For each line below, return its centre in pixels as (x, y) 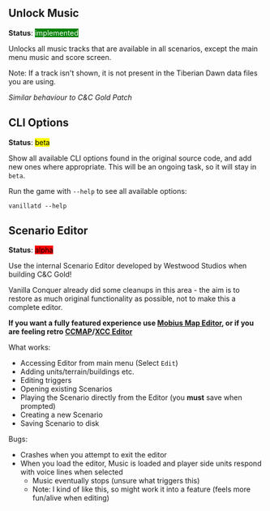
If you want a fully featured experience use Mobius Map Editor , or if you (131, 323)
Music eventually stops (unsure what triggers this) (116, 481)
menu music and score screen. (60, 57)
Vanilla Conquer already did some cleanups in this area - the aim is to (124, 290)
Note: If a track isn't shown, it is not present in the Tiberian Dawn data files (133, 73)
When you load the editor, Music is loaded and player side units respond (141, 464)
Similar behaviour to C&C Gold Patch (70, 97)
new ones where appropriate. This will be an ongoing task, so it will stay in (133, 166)
